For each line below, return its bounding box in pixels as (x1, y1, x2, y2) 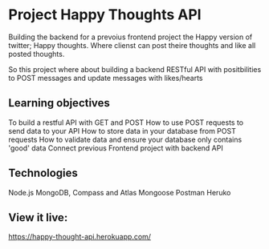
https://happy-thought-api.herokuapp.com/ (8, 232, 151, 242)
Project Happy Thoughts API (8, 6, 202, 24)
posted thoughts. (8, 49, 65, 58)
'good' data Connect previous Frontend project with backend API (8, 143, 223, 153)
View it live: (8, 211, 68, 224)
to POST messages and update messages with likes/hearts (8, 73, 203, 82)
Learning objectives (8, 96, 111, 110)
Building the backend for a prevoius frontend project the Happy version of (8, 32, 253, 42)
